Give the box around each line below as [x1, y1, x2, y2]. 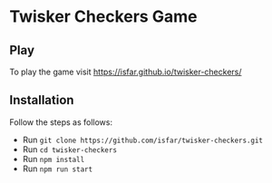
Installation [9, 92, 74, 108]
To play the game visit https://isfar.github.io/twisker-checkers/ [9, 66, 242, 77]
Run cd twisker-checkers [22, 143, 118, 155]
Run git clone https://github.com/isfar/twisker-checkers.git [22, 134, 264, 145]
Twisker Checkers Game [9, 6, 198, 27]
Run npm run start [22, 163, 93, 174]
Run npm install [22, 153, 85, 164]
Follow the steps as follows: [9, 116, 113, 128]
